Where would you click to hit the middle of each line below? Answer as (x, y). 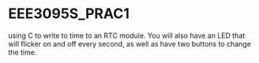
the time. (23, 52)
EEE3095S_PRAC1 (69, 14)
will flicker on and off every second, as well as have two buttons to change (129, 43)
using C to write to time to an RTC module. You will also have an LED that (127, 35)
